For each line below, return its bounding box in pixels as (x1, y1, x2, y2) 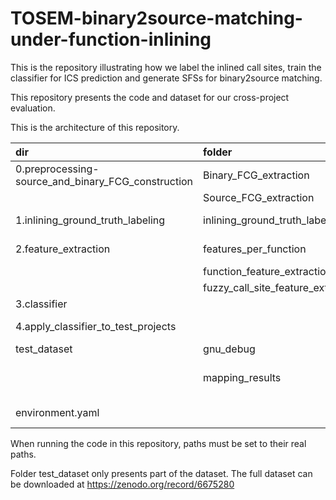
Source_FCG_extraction (203, 190, 315, 204)
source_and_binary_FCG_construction (15, 174, 194, 188)
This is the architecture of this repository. (10, 121, 180, 133)
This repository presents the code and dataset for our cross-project (10, 91, 290, 103)
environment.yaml (15, 405, 100, 419)
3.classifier (15, 297, 68, 311)
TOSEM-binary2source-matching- (10, 7, 303, 30)
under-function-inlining (10, 28, 212, 51)
